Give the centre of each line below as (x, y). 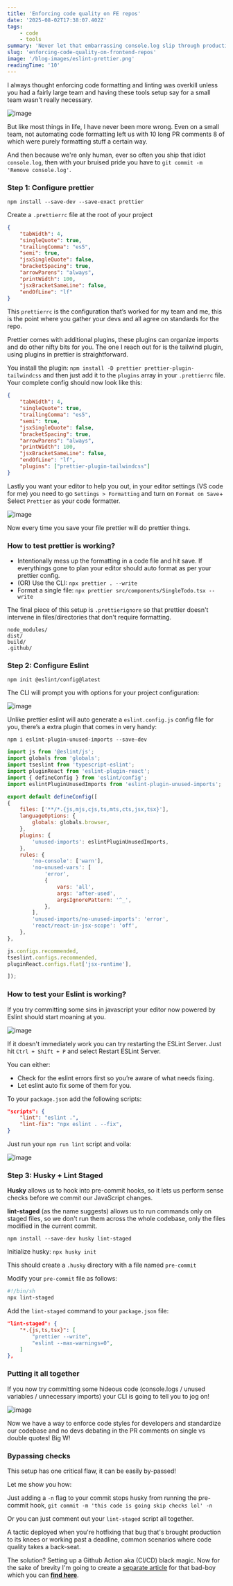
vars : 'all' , (76, 887)
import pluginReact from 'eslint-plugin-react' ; (79, 771)
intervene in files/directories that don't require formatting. (89, 617)
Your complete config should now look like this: (75, 383)
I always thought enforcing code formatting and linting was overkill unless (113, 85)
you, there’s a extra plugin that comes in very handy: (82, 727)
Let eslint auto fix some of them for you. (74, 1085)
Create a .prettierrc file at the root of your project (80, 214)
